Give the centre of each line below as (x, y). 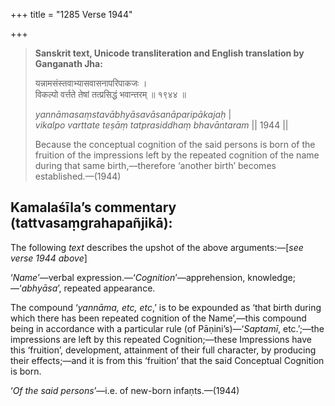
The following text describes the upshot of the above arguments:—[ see (157, 247)
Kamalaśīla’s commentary (93, 207)
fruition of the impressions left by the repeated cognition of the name (177, 155)
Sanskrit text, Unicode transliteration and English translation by (169, 53)
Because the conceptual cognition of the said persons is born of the (175, 144)
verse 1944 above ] (49, 258)
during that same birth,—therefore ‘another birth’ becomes (155, 165)
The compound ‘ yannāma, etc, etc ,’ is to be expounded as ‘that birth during (166, 307)
